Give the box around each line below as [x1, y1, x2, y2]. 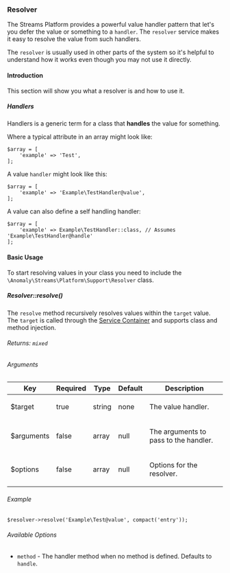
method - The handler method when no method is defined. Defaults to [16, 552, 212, 560]
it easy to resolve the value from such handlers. [7, 35, 142, 43]
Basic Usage [7, 253, 43, 261]
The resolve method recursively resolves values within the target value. [7, 309, 211, 317]
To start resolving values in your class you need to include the [7, 268, 182, 277]
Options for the [149, 460, 198, 470]
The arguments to [149, 427, 207, 436]
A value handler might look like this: [7, 170, 107, 178]
